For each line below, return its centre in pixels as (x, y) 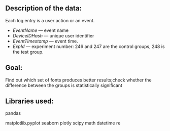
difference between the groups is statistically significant (64, 85)
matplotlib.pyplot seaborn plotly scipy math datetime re (63, 123)
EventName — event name (41, 30)
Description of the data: (44, 8)
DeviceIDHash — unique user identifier (53, 35)
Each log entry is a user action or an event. (50, 20)
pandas (13, 113)
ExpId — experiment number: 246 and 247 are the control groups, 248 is (89, 46)
